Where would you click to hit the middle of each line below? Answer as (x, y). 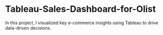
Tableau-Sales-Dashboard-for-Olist (81, 9)
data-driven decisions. (28, 28)
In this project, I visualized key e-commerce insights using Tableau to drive (82, 23)
